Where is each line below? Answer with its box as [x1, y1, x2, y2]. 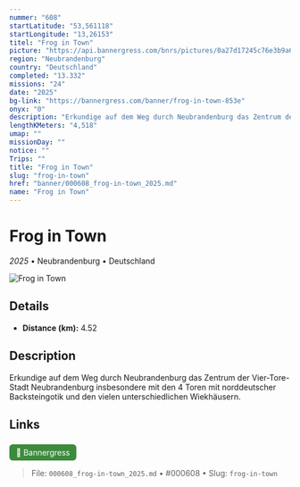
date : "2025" [9, 88, 58, 97]
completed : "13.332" [9, 71, 87, 80]
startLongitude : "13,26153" [9, 29, 114, 38]
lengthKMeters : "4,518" [9, 122, 98, 130]
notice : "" [9, 146, 50, 155]
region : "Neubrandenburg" [9, 55, 105, 63]
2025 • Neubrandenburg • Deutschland [9, 256, 155, 266]
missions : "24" [9, 80, 66, 88]
